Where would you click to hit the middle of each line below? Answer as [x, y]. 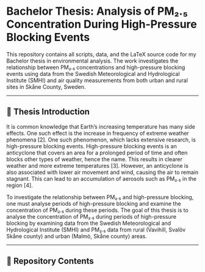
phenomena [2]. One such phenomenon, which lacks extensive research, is [101, 140]
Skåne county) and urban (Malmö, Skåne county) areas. [77, 236]
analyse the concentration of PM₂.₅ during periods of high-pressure [92, 216]
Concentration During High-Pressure [102, 24]
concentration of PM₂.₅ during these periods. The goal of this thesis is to [98, 210]
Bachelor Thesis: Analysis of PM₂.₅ [97, 11]
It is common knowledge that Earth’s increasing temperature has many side [101, 126]
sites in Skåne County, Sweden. [46, 86]
